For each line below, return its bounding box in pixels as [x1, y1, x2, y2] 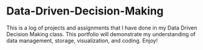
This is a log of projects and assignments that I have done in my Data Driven [6, 24, 198, 31]
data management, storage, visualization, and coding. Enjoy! [6, 37, 158, 44]
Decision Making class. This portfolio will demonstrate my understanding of [6, 30, 196, 37]
